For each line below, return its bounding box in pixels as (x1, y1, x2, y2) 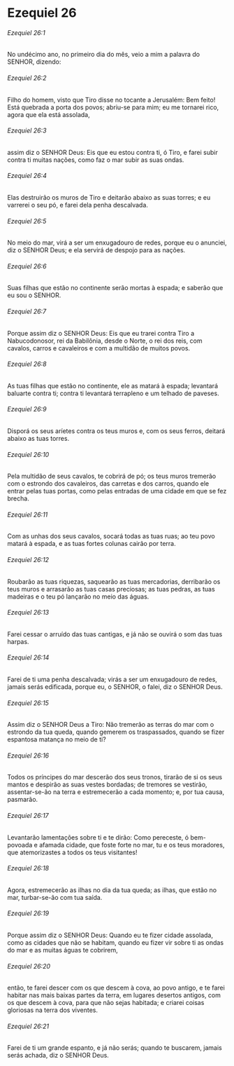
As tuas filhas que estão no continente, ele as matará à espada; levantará (7, 381, 219, 390)
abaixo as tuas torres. (7, 435, 70, 443)
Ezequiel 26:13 (7, 608, 50, 617)
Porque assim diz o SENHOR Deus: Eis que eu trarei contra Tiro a (7, 329, 195, 337)
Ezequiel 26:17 (7, 812, 49, 820)
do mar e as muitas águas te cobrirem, (7, 946, 119, 955)
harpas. (7, 637, 29, 645)
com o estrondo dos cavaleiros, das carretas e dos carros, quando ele (7, 479, 210, 488)
